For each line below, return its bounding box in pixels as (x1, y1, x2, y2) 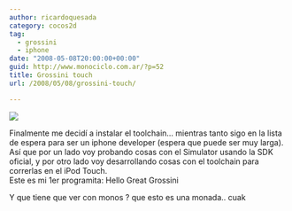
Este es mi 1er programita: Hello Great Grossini (9, 175, 179, 185)
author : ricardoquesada (9, 12, 97, 22)
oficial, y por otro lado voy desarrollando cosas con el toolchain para (9, 156, 259, 167)
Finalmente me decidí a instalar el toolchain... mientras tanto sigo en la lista (9, 128, 283, 138)
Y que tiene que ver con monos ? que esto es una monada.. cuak (9, 191, 246, 202)
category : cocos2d (9, 21, 77, 30)
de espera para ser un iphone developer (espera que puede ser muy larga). (9, 137, 284, 147)
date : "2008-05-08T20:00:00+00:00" (9, 54, 141, 63)
